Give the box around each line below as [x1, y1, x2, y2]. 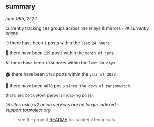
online [5, 30, 18, 36]
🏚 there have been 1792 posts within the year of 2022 [5, 71, 116, 77]
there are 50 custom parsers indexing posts [5, 92, 93, 98]
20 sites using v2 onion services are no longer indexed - [5, 101, 119, 107]
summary [5, 2, 36, 11]
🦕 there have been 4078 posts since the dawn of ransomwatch [5, 82, 130, 89]
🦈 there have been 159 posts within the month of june [5, 50, 114, 56]
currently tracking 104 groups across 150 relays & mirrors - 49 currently [5, 25, 149, 31]
